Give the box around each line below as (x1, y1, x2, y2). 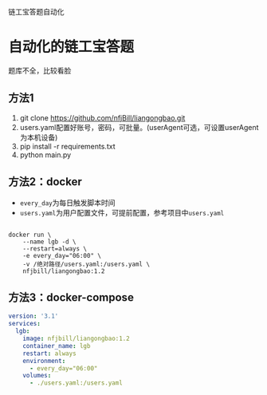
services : (8, 320, 41, 328)
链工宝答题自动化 (8, 7, 65, 16)
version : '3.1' (8, 312, 59, 321)
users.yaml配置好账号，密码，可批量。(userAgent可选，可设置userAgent (19, 122, 259, 132)
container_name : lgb (22, 342, 91, 350)
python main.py (19, 150, 72, 160)
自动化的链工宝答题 (8, 38, 135, 56)
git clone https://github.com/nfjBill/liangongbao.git (19, 113, 186, 122)
